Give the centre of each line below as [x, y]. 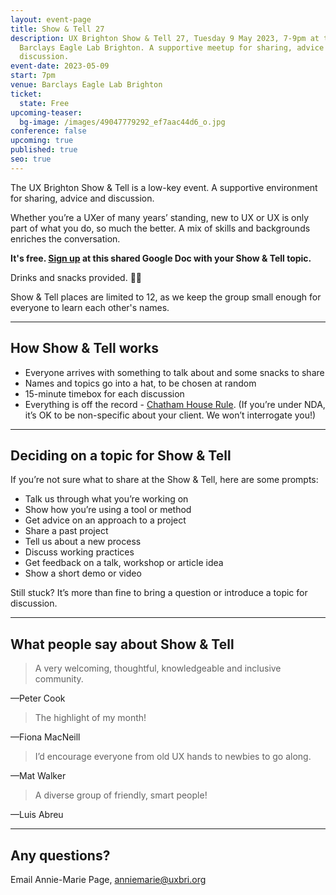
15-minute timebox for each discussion [104, 393]
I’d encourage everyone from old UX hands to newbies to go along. [173, 757]
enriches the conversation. [65, 238]
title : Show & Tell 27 [57, 29]
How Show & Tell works [84, 348]
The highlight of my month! [90, 718]
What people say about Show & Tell [122, 644]
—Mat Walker [38, 776]
